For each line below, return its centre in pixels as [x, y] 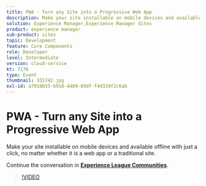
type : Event [21, 75]
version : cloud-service [37, 63]
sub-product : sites [31, 35]
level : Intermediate [33, 58]
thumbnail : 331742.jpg [35, 80]
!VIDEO [30, 177]
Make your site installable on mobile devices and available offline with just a [102, 146]
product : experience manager [44, 29]
